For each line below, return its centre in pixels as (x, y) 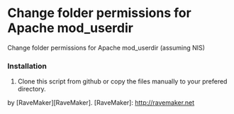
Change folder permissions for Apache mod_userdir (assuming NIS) (106, 47)
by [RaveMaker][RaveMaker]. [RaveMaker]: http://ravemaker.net (101, 103)
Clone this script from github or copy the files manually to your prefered (122, 81)
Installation (27, 66)
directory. (32, 89)
